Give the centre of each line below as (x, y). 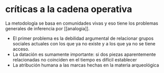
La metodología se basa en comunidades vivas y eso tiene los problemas (82, 23)
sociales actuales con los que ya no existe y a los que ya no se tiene (84, 43)
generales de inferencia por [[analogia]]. (47, 28)
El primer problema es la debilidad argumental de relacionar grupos (83, 38)
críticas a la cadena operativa (69, 9)
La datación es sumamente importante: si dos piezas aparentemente (84, 54)
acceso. (21, 49)
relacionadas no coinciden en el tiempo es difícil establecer (75, 59)
